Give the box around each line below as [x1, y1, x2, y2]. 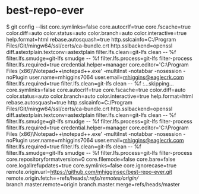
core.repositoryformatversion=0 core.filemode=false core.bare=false [6, 155, 176, 163]
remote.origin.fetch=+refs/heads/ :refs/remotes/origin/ [6, 174, 138, 182]
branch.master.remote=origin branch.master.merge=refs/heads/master [6, 180, 180, 187]
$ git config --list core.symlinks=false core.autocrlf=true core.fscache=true [6, 23, 191, 30]
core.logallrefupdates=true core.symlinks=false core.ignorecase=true [6, 161, 177, 169]
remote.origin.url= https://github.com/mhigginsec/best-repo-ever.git [6, 168, 172, 175]
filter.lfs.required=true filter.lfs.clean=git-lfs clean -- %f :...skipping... [6, 79, 174, 87]
